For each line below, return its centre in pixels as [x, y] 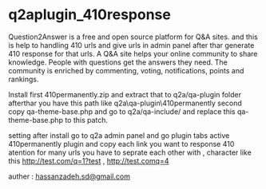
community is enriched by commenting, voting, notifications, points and [126, 70]
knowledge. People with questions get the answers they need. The [118, 62]
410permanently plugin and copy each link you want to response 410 [121, 144]
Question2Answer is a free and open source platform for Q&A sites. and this [133, 37]
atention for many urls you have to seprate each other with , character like [130, 152]
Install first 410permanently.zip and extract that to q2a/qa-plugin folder [125, 94]
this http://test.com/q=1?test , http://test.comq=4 [89, 160]
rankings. [24, 79]
